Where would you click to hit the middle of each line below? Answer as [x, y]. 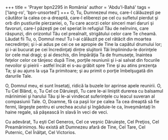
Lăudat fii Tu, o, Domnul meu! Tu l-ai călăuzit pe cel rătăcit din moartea [78, 39]
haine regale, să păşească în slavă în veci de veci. [57, 112]
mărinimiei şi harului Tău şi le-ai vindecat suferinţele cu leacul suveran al [80, 96]
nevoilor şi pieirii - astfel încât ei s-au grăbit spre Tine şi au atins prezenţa [81, 65]
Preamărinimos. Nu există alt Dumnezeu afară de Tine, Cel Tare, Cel [75, 127]
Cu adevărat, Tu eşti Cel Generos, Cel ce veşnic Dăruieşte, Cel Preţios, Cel [82, 122]
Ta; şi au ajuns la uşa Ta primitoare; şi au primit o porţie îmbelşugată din [79, 71]
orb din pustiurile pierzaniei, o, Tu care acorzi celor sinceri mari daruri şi [79, 23]
